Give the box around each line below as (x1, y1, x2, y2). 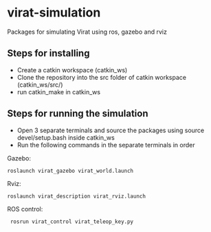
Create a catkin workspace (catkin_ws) (16, 65, 128, 74)
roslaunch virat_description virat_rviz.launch (7, 193, 146, 200)
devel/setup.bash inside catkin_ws (16, 133, 115, 142)
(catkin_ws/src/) (16, 81, 63, 89)
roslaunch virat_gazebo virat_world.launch (7, 167, 134, 174)
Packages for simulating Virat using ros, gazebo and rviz (7, 28, 167, 36)
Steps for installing (7, 48, 90, 59)
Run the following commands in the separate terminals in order (16, 140, 195, 149)
